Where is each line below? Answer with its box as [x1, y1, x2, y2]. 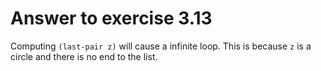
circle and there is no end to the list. [10, 50, 158, 62]
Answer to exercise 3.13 [10, 7, 213, 30]
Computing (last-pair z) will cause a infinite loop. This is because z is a [10, 40, 312, 52]
